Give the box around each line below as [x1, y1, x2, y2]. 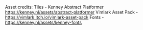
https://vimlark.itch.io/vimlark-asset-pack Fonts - [5, 15, 104, 20]
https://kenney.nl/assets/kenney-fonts [5, 19, 82, 25]
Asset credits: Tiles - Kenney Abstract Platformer [5, 4, 104, 10]
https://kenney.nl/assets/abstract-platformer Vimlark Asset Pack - [5, 9, 138, 15]
